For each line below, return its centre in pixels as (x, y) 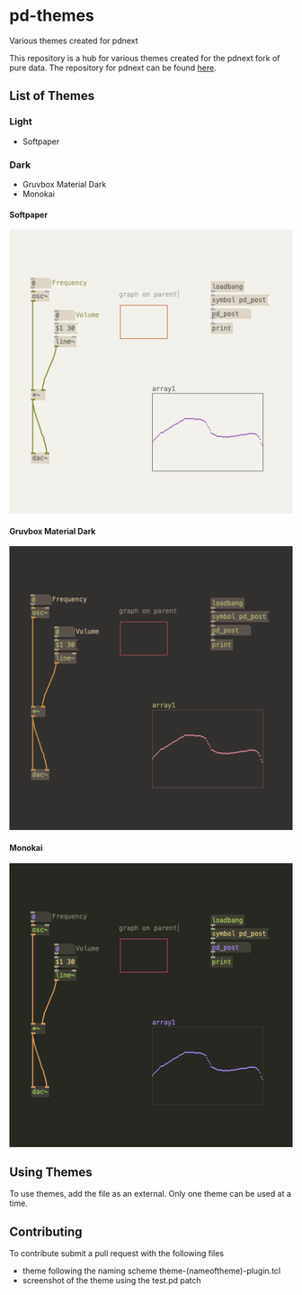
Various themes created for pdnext (74, 41)
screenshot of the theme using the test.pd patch (112, 1281)
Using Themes (51, 1172)
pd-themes (52, 16)
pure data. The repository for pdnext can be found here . (113, 68)
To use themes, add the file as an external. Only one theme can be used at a (151, 1194)
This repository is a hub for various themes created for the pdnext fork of (145, 58)
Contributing (46, 1231)
